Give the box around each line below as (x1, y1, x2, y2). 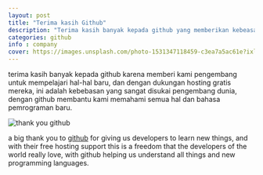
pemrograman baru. (8, 103, 73, 112)
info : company (8, 41, 58, 49)
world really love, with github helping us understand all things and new (8, 150, 236, 159)
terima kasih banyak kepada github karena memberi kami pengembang (8, 70, 237, 78)
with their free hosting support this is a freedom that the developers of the (8, 142, 247, 151)
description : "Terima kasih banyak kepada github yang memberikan (8, 26, 229, 34)
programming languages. (8, 159, 89, 167)
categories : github (8, 33, 72, 42)
